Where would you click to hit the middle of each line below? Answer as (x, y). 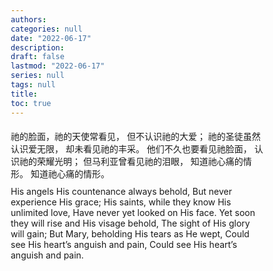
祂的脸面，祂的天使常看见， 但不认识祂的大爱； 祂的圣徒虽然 (135, 136)
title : (24, 94)
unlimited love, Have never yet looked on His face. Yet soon (133, 212)
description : (37, 47)
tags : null (33, 85)
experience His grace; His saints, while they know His (121, 202)
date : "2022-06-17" (51, 38)
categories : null (46, 29)
